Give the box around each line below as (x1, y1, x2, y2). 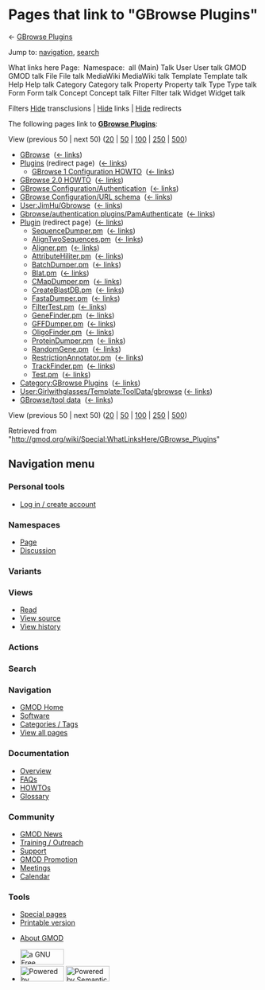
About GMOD (19, 933, 64, 943)
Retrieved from (8, 426, 57, 435)
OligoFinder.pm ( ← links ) (31, 327, 115, 337)
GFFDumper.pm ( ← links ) (31, 318, 117, 328)
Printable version (19, 918, 75, 928)
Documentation (8, 748, 70, 759)
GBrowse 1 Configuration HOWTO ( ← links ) (31, 166, 175, 176)
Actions (8, 642, 40, 653)
